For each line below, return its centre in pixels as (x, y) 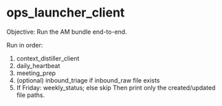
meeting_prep (36, 73)
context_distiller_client (48, 58)
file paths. (31, 95)
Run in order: (25, 45)
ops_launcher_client (66, 13)
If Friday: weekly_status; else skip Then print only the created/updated (116, 87)
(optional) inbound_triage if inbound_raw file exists (88, 80)
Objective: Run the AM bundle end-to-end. (67, 32)
